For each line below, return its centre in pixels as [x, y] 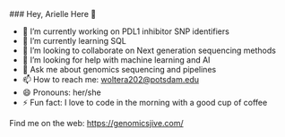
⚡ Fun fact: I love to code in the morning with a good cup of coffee [145, 103]
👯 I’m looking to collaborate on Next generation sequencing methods [149, 50]
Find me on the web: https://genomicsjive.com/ [96, 123]
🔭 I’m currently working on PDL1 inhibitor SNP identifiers [126, 31]
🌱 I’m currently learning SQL [74, 41]
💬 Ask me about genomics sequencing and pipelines [119, 69]
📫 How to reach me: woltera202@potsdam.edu [111, 79]
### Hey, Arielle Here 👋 [53, 14]
